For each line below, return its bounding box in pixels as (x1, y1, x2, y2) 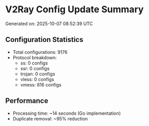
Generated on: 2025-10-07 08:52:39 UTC (5, 20, 93, 27)
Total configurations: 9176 (12, 49, 68, 55)
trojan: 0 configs (20, 71, 55, 77)
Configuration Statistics (5, 35, 83, 44)
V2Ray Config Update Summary (5, 4, 144, 15)
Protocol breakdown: (12, 54, 57, 60)
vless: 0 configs (20, 76, 54, 82)
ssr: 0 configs (20, 65, 50, 71)
